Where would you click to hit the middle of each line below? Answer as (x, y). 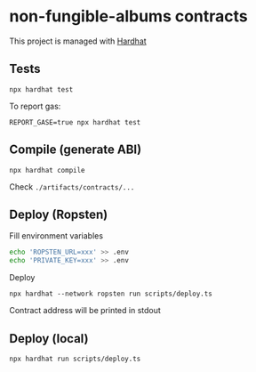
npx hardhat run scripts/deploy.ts (75, 359)
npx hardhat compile (48, 170)
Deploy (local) (49, 339)
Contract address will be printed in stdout (85, 311)
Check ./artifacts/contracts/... (72, 186)
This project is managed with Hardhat (78, 41)
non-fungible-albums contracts (129, 16)
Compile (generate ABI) (76, 150)
